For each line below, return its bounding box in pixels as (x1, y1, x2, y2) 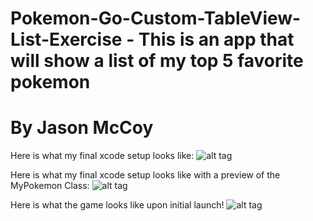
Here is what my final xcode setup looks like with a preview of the (10, 169, 281, 181)
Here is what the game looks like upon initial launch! (10, 199, 225, 211)
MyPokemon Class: (10, 180, 90, 192)
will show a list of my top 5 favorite (10, 50, 304, 72)
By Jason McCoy (10, 117, 154, 139)
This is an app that (138, 28, 295, 51)
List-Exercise (10, 28, 123, 51)
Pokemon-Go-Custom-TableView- (10, 7, 302, 30)
